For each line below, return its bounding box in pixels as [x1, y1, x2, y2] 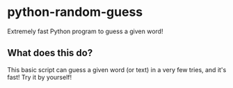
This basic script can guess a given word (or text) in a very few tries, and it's [7, 65, 227, 73]
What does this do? [7, 47, 93, 59]
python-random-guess [7, 4, 143, 20]
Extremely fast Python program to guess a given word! [7, 27, 163, 35]
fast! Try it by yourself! [7, 73, 72, 81]
